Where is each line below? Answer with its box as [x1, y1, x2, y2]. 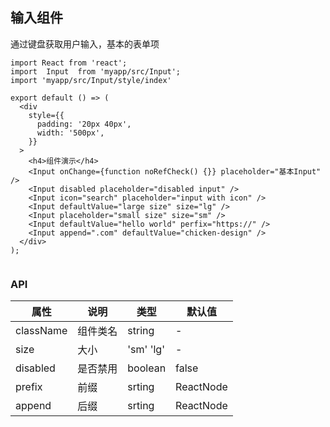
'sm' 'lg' [127, 343, 165, 357]
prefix [15, 380, 43, 394]
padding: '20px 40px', [36, 119, 132, 129]
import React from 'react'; [10, 58, 128, 68]
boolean [127, 361, 167, 375]
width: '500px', [36, 128, 105, 138]
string [127, 324, 155, 338]
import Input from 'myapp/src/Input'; [10, 66, 182, 77]
